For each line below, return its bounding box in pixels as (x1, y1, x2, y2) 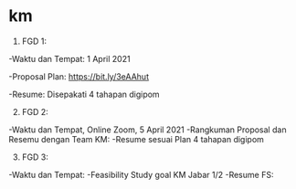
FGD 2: (21, 106, 49, 117)
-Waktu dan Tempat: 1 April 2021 (8, 53, 131, 64)
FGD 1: (21, 36, 48, 47)
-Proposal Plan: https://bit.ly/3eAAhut (8, 70, 150, 82)
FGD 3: (21, 152, 49, 163)
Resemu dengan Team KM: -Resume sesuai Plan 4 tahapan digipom (8, 133, 264, 144)
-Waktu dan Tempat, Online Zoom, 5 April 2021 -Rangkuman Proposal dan (8, 124, 287, 135)
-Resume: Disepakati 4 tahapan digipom (8, 89, 161, 100)
